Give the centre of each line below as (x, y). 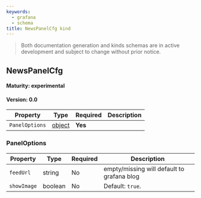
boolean (54, 186)
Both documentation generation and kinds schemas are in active (100, 45)
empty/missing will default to (144, 169)
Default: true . (123, 186)
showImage (23, 186)
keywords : (19, 12)
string (51, 172)
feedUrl (20, 172)
